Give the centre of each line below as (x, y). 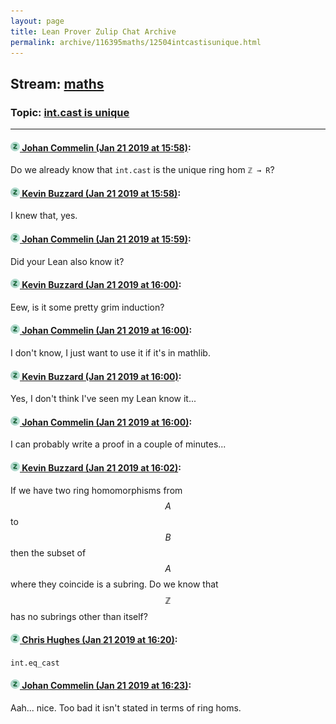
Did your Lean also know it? (67, 261)
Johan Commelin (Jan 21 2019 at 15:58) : (106, 147)
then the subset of (48, 552)
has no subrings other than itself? (79, 616)
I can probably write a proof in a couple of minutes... (118, 444)
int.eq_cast (35, 663)
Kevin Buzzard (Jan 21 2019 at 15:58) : (101, 193)
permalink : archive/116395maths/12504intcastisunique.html (136, 42)
